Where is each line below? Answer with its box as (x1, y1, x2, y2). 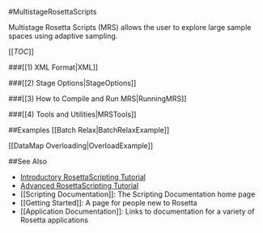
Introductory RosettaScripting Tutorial (19, 172, 146, 181)
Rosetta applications (19, 215, 89, 225)
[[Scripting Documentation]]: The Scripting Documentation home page (19, 189, 256, 199)
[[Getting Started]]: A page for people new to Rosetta (19, 198, 197, 207)
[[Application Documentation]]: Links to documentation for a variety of (19, 206, 255, 216)
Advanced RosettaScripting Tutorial (19, 181, 139, 190)
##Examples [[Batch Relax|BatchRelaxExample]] (8, 125, 170, 134)
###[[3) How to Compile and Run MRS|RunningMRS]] (8, 94, 187, 104)
